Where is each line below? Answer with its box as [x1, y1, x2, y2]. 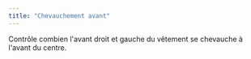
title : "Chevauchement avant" [8, 11, 111, 20]
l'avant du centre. [8, 42, 67, 53]
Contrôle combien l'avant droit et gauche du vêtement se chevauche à [8, 34, 243, 44]
